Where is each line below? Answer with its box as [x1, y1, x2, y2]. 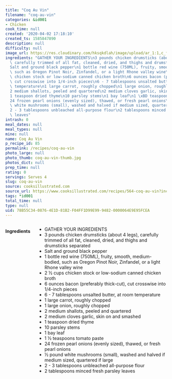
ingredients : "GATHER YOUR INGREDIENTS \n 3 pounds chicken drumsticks [5, 55, 157, 61]
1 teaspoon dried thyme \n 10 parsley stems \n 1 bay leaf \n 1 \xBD [10, 93, 147, 98]
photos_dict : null [5, 160, 45, 165]
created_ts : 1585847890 [5, 36, 56, 42]
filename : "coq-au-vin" [5, 12, 56, 17]
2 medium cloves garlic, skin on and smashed [44, 313, 141, 320]
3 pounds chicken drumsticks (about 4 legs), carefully [44, 232, 159, 238]
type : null [5, 203, 29, 208]
